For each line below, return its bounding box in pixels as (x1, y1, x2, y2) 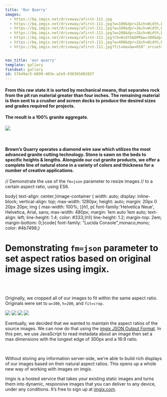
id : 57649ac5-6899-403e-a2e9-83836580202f (5, 72, 94, 77)
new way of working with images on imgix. (5, 366, 93, 372)
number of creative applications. (5, 167, 75, 173)
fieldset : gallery (5, 67, 43, 72)
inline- (137, 193, 151, 199)
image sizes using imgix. (5, 264, 109, 275)
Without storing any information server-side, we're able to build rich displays (5, 356, 162, 362)
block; (5, 199, 18, 205)
